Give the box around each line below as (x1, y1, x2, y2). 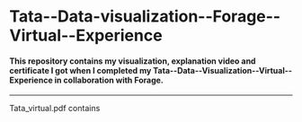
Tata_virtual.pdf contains (9, 103, 101, 114)
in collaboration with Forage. (54, 74, 164, 85)
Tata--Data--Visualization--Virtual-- (152, 65, 293, 75)
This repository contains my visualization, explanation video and (9, 56, 256, 66)
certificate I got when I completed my (9, 65, 152, 75)
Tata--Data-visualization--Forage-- (9, 6, 281, 27)
